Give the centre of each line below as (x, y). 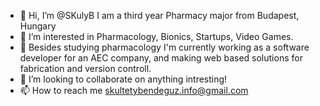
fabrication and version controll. (85, 68)
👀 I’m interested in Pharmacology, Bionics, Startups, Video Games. (156, 36)
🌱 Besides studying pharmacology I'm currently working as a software (164, 47)
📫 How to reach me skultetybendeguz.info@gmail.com (134, 90)
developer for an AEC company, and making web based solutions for (161, 58)
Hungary (38, 26)
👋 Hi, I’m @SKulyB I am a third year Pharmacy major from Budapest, (159, 15)
